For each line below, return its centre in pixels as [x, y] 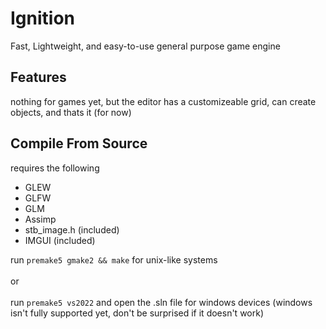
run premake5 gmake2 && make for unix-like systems [114, 259]
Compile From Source [79, 143]
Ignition [43, 18]
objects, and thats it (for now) [71, 112]
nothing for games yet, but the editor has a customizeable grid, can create [163, 101]
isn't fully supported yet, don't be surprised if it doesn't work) [137, 313]
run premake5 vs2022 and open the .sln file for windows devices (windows [161, 302]
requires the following [55, 168]
